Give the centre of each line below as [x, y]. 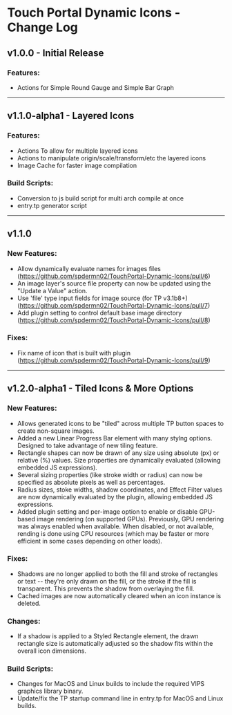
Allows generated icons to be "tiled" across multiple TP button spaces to [120, 423]
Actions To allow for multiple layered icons [77, 151]
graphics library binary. [50, 691]
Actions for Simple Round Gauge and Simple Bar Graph [96, 87]
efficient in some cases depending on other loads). [89, 541]
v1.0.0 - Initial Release [56, 53]
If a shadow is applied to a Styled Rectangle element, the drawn [108, 636]
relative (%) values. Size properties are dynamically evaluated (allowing [119, 460]
